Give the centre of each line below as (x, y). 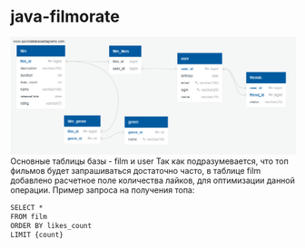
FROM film (29, 217)
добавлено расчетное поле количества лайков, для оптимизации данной (153, 181)
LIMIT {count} (37, 235)
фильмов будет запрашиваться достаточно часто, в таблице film (136, 171)
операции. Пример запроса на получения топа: (103, 190)
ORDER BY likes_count (51, 226)
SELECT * (27, 208)
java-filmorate (65, 17)
